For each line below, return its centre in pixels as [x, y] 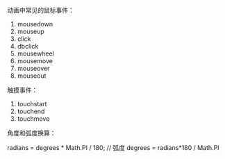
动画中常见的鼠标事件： [41, 10]
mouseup [31, 31]
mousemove [35, 61]
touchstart [32, 104]
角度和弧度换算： [32, 133]
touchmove [33, 119]
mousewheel [35, 53]
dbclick [28, 46]
